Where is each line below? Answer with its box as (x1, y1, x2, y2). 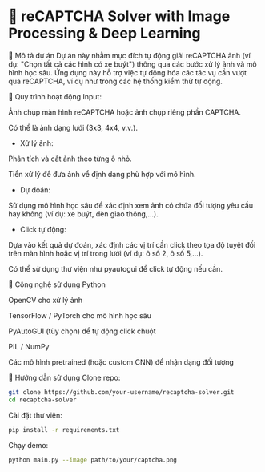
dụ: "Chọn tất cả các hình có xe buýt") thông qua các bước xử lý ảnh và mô (8, 59, 258, 69)
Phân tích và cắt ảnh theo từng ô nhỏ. (8, 154, 132, 163)
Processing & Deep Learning (8, 24, 201, 42)
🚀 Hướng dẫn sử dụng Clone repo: (8, 373, 121, 382)
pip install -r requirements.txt (8, 426, 120, 434)
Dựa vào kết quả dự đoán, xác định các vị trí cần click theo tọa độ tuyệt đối (8, 240, 256, 249)
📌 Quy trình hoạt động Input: (8, 91, 102, 101)
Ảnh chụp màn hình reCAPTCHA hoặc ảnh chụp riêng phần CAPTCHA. (8, 107, 242, 117)
